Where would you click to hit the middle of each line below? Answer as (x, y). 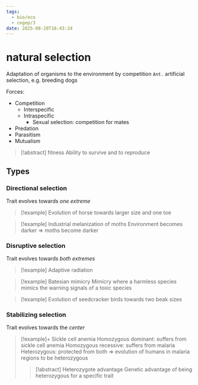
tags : (13, 12)
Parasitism (28, 135)
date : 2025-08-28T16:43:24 (39, 28)
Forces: (15, 92)
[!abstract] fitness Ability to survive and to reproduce (85, 152)
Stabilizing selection (36, 315)
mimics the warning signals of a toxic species (76, 288)
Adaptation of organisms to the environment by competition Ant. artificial (95, 74)
